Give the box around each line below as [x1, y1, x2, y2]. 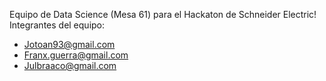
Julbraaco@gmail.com [23, 60, 117, 71]
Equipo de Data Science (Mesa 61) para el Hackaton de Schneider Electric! [9, 9, 317, 20]
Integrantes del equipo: [9, 19, 106, 31]
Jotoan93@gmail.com [23, 39, 116, 50]
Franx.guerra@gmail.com [23, 49, 129, 61]
